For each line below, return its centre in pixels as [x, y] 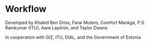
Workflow [26, 9]
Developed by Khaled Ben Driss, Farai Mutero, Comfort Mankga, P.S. [75, 22]
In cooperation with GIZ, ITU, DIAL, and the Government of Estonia [73, 37]
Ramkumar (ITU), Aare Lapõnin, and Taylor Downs [56, 27]
